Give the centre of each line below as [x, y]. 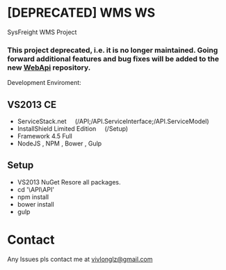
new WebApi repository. [49, 67]
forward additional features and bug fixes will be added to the [113, 58]
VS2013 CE [32, 105]
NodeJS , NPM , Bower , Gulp [59, 143]
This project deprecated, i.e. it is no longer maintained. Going [113, 50]
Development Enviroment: [44, 83]
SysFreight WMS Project [42, 32]
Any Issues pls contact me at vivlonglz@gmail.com [80, 259]
